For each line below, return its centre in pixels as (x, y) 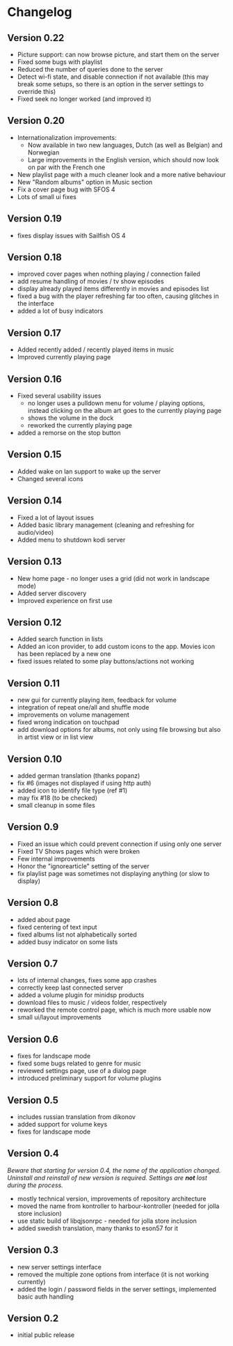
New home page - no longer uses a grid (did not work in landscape (113, 578)
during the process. (35, 1185)
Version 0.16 (35, 379)
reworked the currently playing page (80, 425)
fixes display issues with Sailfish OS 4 (72, 235)
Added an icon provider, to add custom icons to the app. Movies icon (116, 647)
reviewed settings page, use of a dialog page (82, 1071)
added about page (44, 919)
